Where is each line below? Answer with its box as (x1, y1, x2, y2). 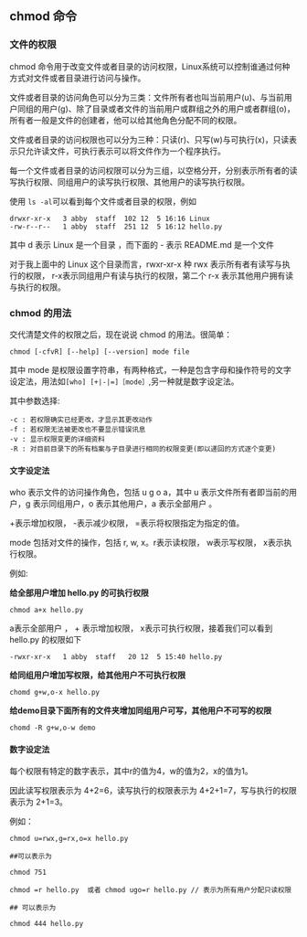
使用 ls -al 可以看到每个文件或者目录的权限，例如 (9, 196, 196, 207)
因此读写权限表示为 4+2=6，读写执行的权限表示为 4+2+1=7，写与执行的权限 (9, 785, 297, 796)
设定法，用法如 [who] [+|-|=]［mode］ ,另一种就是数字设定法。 (9, 376, 239, 387)
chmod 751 (9, 868, 48, 878)
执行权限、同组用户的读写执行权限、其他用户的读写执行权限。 (16, 176, 249, 187)
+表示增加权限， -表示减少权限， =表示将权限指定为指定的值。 (9, 517, 245, 528)
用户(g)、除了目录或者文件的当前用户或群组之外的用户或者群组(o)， (40, 103, 295, 114)
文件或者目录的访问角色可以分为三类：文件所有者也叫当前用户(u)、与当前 (9, 91, 285, 102)
